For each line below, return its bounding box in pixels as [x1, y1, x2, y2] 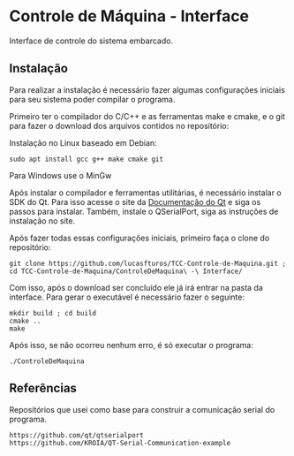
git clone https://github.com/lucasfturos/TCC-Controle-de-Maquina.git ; [9, 259, 287, 268]
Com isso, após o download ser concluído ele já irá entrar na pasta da [9, 282, 263, 293]
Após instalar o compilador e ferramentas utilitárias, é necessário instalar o [9, 187, 282, 198]
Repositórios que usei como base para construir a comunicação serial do [9, 404, 275, 414]
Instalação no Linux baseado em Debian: [9, 137, 157, 148]
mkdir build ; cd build [9, 308, 97, 317]
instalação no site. [9, 215, 76, 226]
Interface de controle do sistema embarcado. [9, 35, 174, 46]
